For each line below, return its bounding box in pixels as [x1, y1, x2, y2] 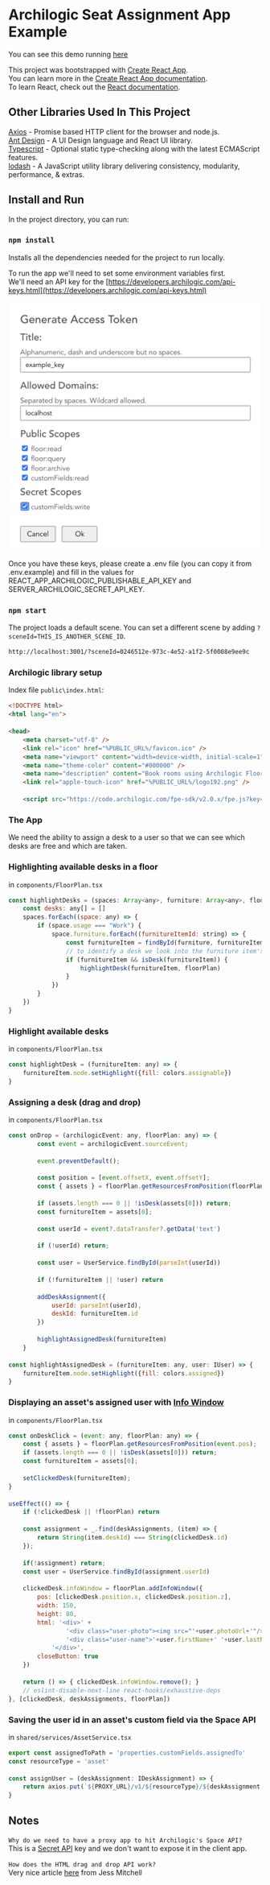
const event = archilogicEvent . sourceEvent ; [37, 1139, 189, 1148]
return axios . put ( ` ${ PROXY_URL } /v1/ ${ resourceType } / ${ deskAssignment [22, 1783, 261, 1791]
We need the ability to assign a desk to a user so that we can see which [8, 833, 245, 842]
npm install [8, 236, 55, 245]
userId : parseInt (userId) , [51, 1301, 142, 1309]
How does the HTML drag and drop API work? [8, 1860, 157, 1869]
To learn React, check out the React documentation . [8, 82, 181, 92]
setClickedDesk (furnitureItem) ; [22, 1474, 131, 1482]
